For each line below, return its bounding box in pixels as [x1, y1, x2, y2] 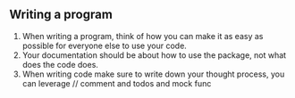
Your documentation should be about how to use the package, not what [21, 49, 287, 61]
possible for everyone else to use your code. [21, 40, 188, 51]
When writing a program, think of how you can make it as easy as [21, 30, 264, 41]
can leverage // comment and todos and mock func [21, 78, 212, 88]
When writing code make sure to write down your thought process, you [21, 69, 285, 79]
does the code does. [21, 59, 98, 69]
